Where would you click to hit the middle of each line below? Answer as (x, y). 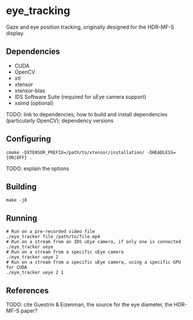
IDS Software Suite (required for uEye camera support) (80, 97)
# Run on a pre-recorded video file (50, 232)
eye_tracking (38, 11)
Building (21, 186)
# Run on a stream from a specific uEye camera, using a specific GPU (94, 262)
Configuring (29, 139)
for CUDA (17, 267)
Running (22, 218)
